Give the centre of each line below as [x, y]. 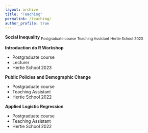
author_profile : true [27, 23]
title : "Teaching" [24, 14]
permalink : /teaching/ [28, 19]
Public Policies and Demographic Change [48, 77]
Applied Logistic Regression [34, 107]
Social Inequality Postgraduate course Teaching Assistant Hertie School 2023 [74, 38]
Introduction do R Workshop [34, 48]
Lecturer [21, 63]
